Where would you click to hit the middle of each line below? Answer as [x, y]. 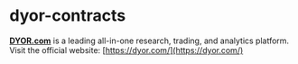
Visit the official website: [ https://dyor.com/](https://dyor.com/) [126, 50]
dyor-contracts [68, 16]
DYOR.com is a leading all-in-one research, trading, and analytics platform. [149, 41]
